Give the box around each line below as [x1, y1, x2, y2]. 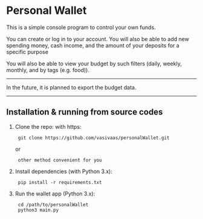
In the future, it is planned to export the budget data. [6, 83, 137, 91]
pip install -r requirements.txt [18, 179, 102, 185]
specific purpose [6, 48, 48, 55]
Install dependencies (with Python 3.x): [14, 168, 113, 175]
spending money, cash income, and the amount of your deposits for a [6, 42, 179, 49]
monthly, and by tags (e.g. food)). [6, 66, 89, 73]
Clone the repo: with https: [14, 123, 82, 130]
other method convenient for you [18, 157, 102, 163]
